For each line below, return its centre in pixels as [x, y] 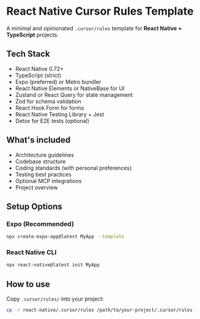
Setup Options [34, 206]
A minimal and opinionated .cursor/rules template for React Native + [94, 28]
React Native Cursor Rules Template [100, 11]
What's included [39, 140]
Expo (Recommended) [40, 223]
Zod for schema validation [48, 101]
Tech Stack [28, 54]
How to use [28, 284]
